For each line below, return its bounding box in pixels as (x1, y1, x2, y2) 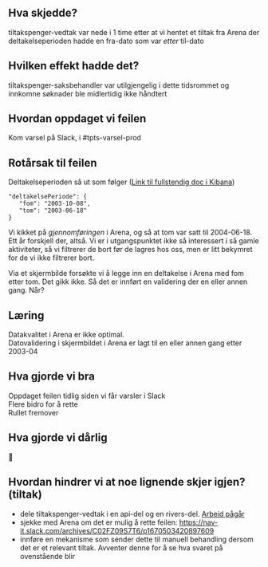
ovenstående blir (19, 551, 76, 561)
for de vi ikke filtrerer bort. (8, 253, 95, 262)
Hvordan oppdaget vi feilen (8, 112, 147, 126)
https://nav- (179, 518, 219, 527)
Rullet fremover (8, 408, 59, 417)
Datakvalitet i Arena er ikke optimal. (8, 330, 125, 340)
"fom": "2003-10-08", (18, 199, 91, 208)
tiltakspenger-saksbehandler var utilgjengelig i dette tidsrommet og (8, 80, 230, 90)
